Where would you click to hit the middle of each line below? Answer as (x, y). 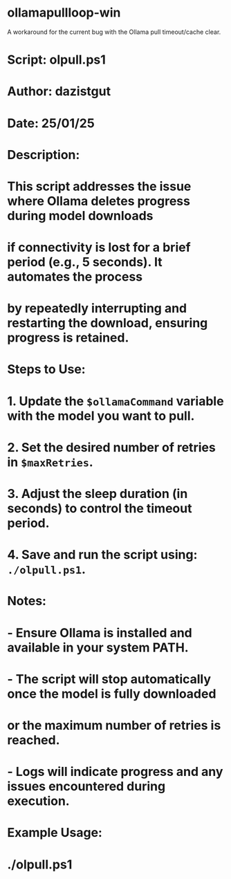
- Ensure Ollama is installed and (100, 632)
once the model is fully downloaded (112, 694)
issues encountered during (86, 787)
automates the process (75, 277)
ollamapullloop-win (64, 13)
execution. (39, 801)
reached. (34, 740)
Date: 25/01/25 (51, 123)
